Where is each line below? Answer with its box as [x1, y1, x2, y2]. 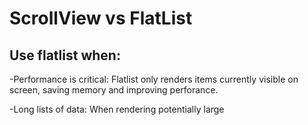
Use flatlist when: [9, 47, 121, 64]
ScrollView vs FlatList [9, 7, 193, 30]
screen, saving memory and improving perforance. [9, 84, 219, 96]
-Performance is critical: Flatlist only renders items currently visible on [9, 73, 299, 85]
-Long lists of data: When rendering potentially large [9, 103, 225, 115]
